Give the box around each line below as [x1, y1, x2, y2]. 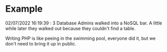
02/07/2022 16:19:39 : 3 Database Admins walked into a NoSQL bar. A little [5, 20, 162, 26]
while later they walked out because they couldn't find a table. [5, 25, 136, 31]
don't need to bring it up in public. [5, 40, 76, 46]
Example [5, 3, 43, 15]
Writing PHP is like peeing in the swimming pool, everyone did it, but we [5, 35, 156, 41]
